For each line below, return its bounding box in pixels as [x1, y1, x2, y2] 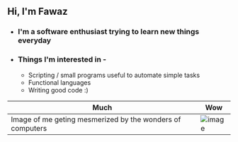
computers [11, 123, 47, 133]
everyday [17, 35, 52, 45]
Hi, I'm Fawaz [7, 6, 69, 18]
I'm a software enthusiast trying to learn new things [17, 27, 200, 37]
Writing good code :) [28, 85, 89, 94]
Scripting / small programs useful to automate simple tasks [28, 71, 200, 79]
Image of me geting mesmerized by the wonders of [11, 114, 181, 124]
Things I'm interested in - [17, 54, 107, 64]
